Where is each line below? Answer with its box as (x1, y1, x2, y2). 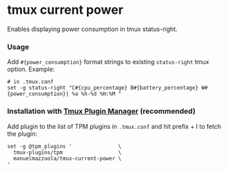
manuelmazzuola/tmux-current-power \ (13, 154, 122, 162)
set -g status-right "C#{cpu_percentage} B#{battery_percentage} (7, 85, 198, 92)
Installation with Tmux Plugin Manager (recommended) (7, 106, 196, 116)
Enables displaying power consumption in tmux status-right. (7, 25, 178, 33)
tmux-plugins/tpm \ (13, 149, 122, 156)
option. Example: (7, 65, 55, 74)
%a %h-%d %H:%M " (72, 90, 122, 98)
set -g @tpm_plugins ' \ (7, 143, 122, 150)
